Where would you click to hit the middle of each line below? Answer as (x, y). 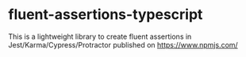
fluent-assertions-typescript (106, 15)
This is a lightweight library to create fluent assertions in (100, 36)
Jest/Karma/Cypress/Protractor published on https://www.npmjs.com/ (123, 44)
